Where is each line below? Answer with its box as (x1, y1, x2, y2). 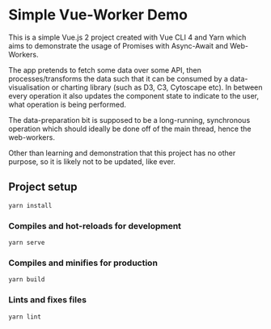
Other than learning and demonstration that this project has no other (8, 148, 236, 158)
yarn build (8, 276, 45, 284)
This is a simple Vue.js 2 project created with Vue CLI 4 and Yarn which (8, 32, 247, 42)
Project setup (8, 180, 78, 194)
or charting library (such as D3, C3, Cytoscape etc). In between (51, 82, 263, 92)
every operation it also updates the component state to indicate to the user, (8, 91, 260, 100)
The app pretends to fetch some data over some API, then (8, 65, 202, 74)
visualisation (8, 82, 50, 92)
